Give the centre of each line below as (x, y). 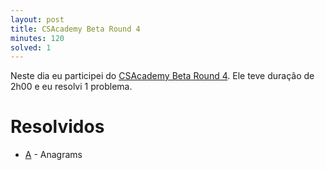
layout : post (37, 19)
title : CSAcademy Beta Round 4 (75, 29)
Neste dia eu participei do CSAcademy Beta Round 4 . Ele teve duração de (162, 76)
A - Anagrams (53, 155)
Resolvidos (57, 127)
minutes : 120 (37, 38)
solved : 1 (31, 47)
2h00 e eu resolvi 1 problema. (71, 87)
